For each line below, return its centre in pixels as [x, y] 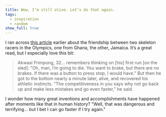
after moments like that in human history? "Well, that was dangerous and [80, 104]
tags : [11, 14]
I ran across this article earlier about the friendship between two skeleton [80, 42]
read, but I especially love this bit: [40, 53]
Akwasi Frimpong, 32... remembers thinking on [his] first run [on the [87, 63]
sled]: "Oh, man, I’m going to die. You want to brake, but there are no [88, 68]
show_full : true [22, 28]
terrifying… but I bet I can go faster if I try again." [55, 110]
